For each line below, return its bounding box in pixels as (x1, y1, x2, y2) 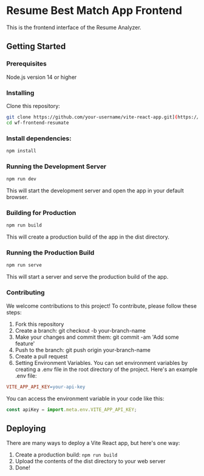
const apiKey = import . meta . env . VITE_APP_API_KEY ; (6, 406, 137, 413)
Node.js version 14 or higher (6, 73, 77, 81)
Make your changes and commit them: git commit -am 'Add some (15, 333, 179, 341)
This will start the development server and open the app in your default (6, 187, 184, 194)
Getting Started (6, 41, 66, 52)
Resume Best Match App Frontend (6, 4, 183, 18)
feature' (15, 339, 35, 347)
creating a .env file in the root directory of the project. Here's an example (15, 365, 198, 373)
